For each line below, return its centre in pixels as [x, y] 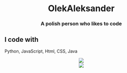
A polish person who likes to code [81, 24]
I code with [22, 39]
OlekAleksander [81, 9]
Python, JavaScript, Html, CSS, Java [41, 51]
